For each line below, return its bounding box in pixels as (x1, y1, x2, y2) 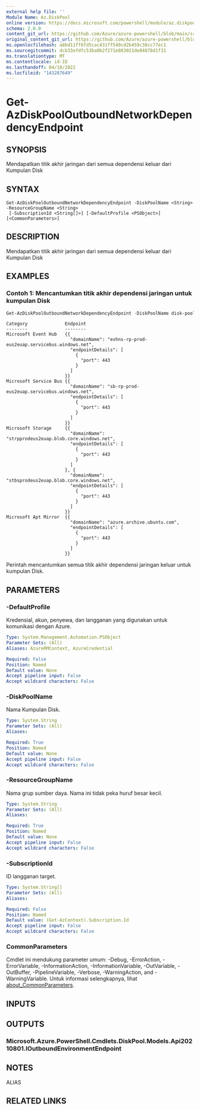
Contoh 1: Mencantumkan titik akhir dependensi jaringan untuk (6, 289, 192, 297)
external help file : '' (6, 8, 65, 15)
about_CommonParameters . (6, 982, 75, 989)
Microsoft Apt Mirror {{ (6, 514, 70, 520)
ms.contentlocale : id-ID (6, 59, 68, 64)
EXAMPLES (6, 271, 49, 281)
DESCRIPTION (6, 232, 60, 242)
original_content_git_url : (6, 36, 73, 42)
